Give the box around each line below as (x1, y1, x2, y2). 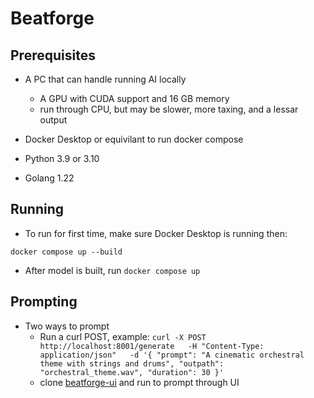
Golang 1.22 (24, 172, 75, 184)
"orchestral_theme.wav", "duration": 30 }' (39, 367, 225, 377)
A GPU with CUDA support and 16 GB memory (39, 93, 230, 104)
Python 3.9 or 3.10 (24, 153, 100, 164)
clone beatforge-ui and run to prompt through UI (39, 376, 240, 388)
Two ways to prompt (24, 320, 110, 332)
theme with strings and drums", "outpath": (39, 358, 225, 369)
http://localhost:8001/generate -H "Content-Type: (39, 341, 265, 351)
